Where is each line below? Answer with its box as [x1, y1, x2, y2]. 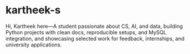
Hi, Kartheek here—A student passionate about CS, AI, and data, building [5, 23, 184, 30]
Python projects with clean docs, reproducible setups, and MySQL [5, 28, 167, 35]
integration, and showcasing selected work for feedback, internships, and [5, 35, 185, 42]
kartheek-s [5, 3, 61, 17]
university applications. [5, 41, 63, 48]
